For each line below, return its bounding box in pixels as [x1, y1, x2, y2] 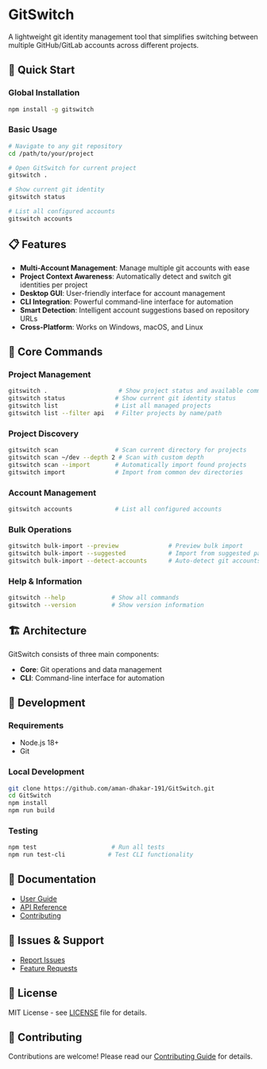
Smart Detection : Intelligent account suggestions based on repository [19, 305, 250, 315]
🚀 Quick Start [8, 64, 75, 77]
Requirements [8, 720, 64, 731]
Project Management [8, 368, 91, 379]
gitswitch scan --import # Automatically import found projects [8, 461, 247, 468]
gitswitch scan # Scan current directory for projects [8, 446, 247, 454]
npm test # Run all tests [8, 843, 165, 852]
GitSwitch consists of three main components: [8, 649, 160, 659]
